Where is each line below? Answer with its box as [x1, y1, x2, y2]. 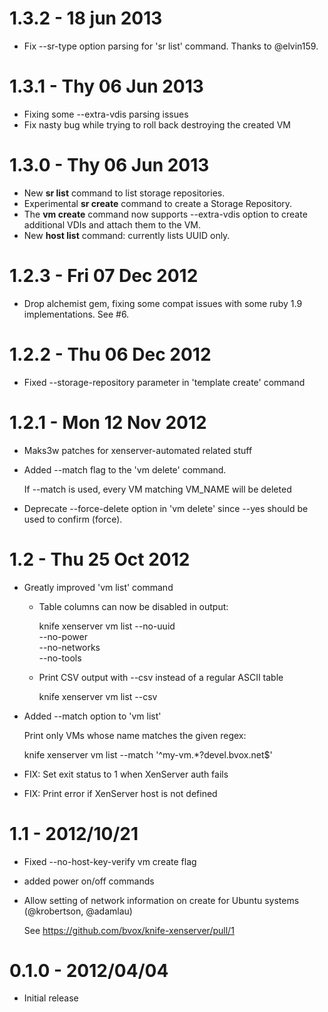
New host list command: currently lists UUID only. [23, 229, 231, 241]
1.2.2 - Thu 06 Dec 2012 [9, 343, 212, 366]
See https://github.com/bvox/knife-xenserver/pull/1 [23, 924, 235, 936]
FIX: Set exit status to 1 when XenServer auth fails [23, 768, 229, 780]
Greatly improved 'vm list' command [23, 581, 174, 593]
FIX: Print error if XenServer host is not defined [23, 787, 218, 799]
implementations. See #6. [23, 308, 130, 320]
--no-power [38, 630, 88, 642]
